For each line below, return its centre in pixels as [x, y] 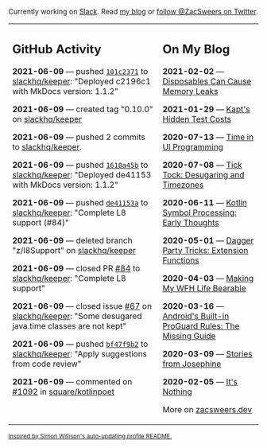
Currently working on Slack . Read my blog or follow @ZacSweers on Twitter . [133, 12]
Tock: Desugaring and [203, 174]
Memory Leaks [190, 91]
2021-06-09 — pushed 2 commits [79, 137]
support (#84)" [41, 222]
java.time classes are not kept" [70, 325]
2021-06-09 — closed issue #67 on [82, 306]
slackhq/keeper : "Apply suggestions [80, 353]
